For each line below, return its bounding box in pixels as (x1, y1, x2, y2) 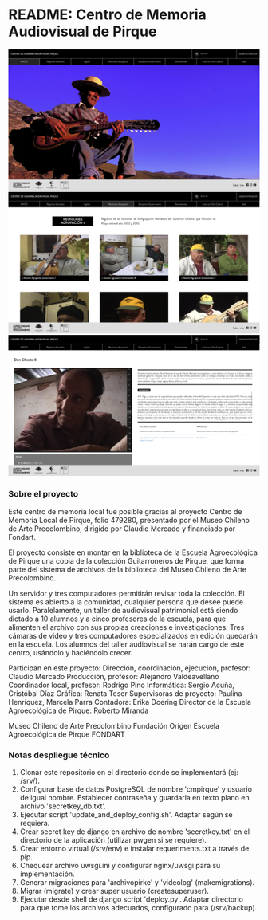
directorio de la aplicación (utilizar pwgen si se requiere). (19, 835, 207, 845)
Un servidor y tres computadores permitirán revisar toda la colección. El (8, 588, 245, 598)
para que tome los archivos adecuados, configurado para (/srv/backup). (19, 903, 258, 913)
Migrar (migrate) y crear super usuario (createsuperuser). (19, 887, 210, 896)
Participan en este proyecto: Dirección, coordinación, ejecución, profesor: (8, 663, 251, 673)
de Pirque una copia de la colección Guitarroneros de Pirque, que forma (8, 556, 245, 565)
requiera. (19, 819, 50, 828)
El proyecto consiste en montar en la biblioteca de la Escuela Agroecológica (8, 548, 258, 557)
